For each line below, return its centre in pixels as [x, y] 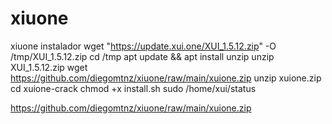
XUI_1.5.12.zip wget [49, 67]
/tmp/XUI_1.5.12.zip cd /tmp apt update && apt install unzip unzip [142, 56]
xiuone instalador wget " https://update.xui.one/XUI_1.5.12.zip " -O [143, 46]
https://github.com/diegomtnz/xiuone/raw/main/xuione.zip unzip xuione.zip [166, 78]
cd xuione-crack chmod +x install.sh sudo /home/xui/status [133, 88]
